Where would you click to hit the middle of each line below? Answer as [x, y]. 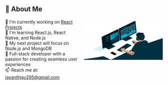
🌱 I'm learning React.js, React [35, 32]
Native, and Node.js [25, 38]
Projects [14, 27]
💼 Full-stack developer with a [35, 54]
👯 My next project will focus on [37, 43]
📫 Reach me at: [22, 70]
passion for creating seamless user [41, 59]
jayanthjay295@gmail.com [32, 77]
